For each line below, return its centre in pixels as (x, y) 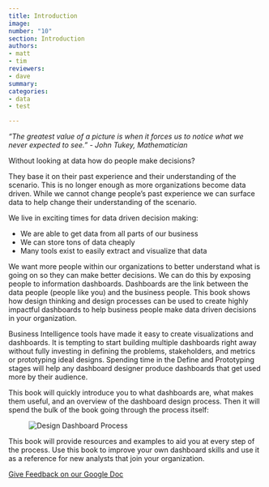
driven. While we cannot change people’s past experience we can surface (132, 194)
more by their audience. (48, 377)
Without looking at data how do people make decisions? (102, 161)
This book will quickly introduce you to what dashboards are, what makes (131, 393)
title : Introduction (43, 16)
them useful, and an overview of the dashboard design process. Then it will (134, 401)
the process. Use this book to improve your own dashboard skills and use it (134, 450)
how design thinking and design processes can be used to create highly (128, 301)
